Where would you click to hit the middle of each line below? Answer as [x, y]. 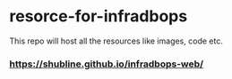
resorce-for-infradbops [99, 16]
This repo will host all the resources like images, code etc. [116, 41]
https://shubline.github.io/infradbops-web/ [107, 64]
